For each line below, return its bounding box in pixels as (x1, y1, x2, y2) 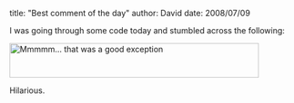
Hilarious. (9, 85, 46, 96)
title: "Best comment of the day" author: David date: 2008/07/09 (9, 8, 250, 18)
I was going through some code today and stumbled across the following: (9, 25, 285, 35)
